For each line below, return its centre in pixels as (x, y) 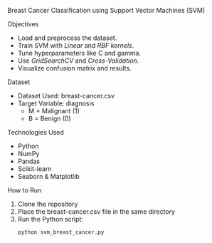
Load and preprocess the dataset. (67, 38)
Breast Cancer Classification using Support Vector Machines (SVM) (106, 10)
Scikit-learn (35, 169)
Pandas (29, 161)
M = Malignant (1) (54, 111)
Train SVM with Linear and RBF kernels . (76, 45)
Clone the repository (48, 204)
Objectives (23, 24)
